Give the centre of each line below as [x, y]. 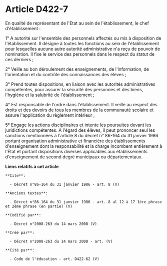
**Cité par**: [20, 250]
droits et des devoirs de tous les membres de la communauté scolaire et [79, 110]
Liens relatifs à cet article [32, 166]
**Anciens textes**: [27, 193]
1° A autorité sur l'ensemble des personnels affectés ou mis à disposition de [83, 38]
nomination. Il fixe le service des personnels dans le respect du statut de [80, 54]
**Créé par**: [20, 232]
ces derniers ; [19, 59]
